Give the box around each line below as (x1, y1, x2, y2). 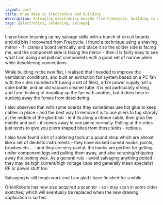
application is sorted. (5, 195, 47, 201)
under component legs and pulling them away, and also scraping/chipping (5, 150, 153, 156)
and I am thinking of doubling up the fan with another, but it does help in (5, 90, 149, 96)
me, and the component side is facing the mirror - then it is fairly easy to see (5, 50, 158, 55)
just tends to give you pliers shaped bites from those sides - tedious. (5, 125, 142, 131)
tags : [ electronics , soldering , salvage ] (5, 20, 90, 26)
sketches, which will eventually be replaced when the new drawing (5, 189, 139, 195)
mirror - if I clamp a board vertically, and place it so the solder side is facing (5, 44, 156, 50)
